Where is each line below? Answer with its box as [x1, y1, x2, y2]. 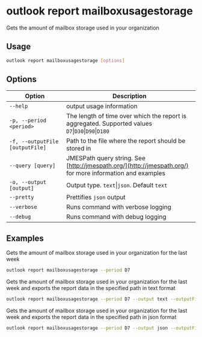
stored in [66, 144, 91, 153]
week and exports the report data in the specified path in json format [6, 314, 177, 320]
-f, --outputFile [9, 138, 59, 145]
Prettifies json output [66, 193, 126, 202]
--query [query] [9, 162, 56, 169]
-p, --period [9, 117, 47, 124]
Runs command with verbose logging [66, 203, 171, 211]
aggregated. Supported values [66, 119, 152, 128]
